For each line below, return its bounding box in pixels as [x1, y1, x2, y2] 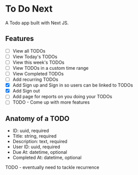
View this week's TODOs [12, 59, 64, 65]
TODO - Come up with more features [12, 99, 90, 105]
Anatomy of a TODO [5, 114, 70, 123]
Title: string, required [12, 133, 57, 139]
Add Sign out [12, 88, 40, 94]
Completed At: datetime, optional [12, 155, 82, 161]
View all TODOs [12, 48, 46, 54]
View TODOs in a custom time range [12, 65, 89, 71]
